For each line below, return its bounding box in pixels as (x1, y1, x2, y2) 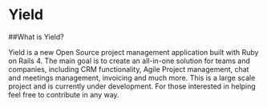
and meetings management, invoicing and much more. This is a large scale (8, 73, 256, 82)
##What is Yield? (8, 32, 64, 42)
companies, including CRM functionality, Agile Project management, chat (8, 64, 249, 73)
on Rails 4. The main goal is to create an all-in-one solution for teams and (8, 56, 251, 65)
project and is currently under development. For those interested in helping (8, 81, 257, 91)
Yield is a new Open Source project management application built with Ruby (8, 47, 259, 57)
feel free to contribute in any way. (8, 89, 119, 99)
